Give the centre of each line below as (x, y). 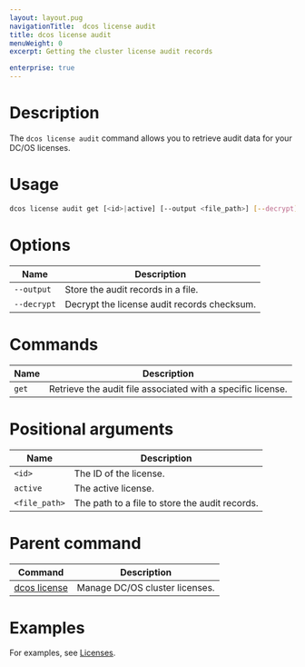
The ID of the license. (119, 473)
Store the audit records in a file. (132, 289)
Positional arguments (92, 429)
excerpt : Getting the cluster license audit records (111, 52)
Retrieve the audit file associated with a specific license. (168, 389)
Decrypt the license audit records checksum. (161, 304)
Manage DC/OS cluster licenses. (146, 587)
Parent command (75, 543)
